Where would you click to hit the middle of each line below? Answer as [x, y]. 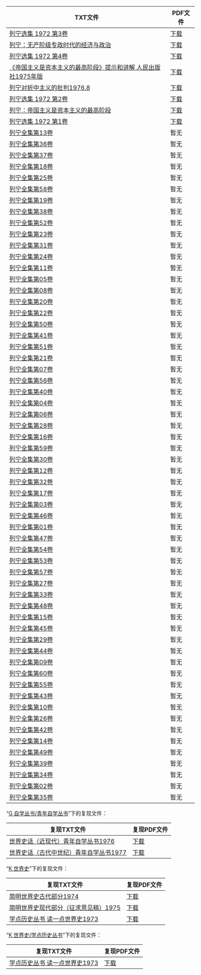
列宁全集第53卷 [31, 561]
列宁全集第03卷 [31, 504]
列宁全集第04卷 [31, 403]
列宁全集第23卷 [31, 234]
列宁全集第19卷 [31, 200]
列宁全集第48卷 [31, 606]
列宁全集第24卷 [31, 257]
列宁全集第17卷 [31, 493]
